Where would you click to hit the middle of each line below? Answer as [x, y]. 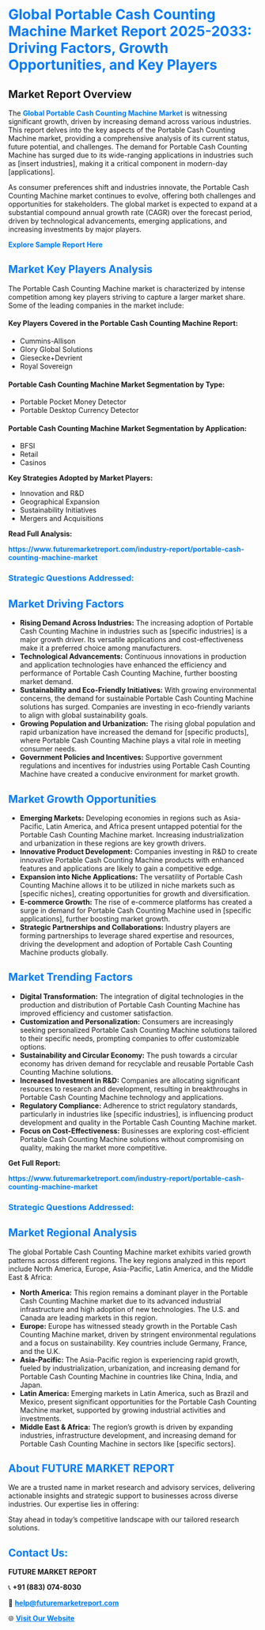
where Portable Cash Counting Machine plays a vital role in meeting [130, 740]
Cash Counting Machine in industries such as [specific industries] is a [133, 631]
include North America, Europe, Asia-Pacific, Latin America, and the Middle [131, 1269]
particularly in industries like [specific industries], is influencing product [136, 1114]
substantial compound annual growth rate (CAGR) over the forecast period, [131, 212]
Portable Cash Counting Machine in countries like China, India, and [129, 1376]
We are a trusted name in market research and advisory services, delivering [132, 1488]
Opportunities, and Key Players [113, 65]
